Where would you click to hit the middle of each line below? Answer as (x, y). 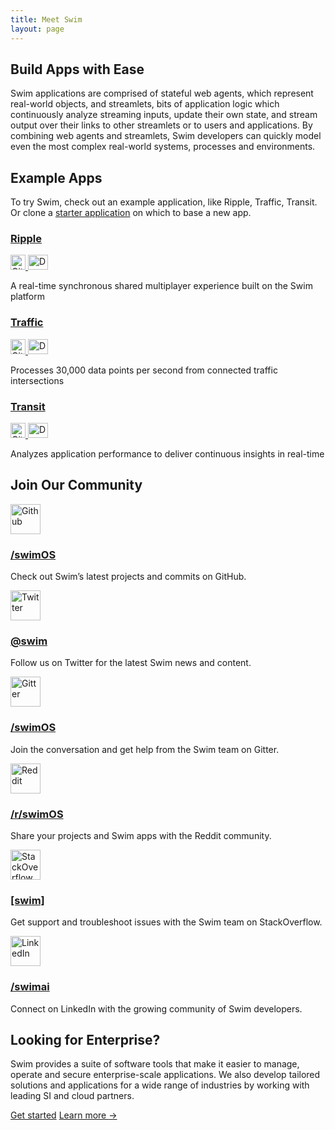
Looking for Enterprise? (85, 1040)
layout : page (37, 29)
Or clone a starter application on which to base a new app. (131, 213)
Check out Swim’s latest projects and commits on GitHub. (128, 577)
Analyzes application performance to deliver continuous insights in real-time (167, 454)
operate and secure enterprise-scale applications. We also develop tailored (165, 1075)
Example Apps (56, 177)
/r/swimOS (37, 814)
